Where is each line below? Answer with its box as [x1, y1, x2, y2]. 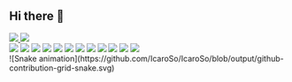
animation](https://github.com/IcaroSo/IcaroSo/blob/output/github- [38, 53, 285, 63]
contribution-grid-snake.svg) [9, 63, 115, 73]
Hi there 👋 [9, 9, 65, 24]
